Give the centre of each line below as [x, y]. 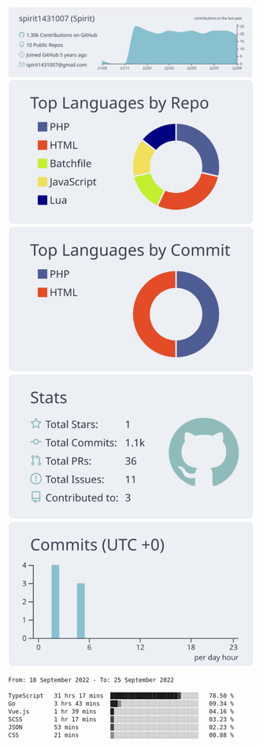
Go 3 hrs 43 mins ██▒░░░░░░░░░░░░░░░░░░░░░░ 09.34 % [121, 704]
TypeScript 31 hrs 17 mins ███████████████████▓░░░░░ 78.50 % [121, 696]
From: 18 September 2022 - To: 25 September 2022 [91, 680]
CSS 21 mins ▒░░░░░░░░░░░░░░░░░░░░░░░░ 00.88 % [121, 735]
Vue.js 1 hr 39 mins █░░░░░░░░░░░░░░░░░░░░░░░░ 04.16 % [121, 712]
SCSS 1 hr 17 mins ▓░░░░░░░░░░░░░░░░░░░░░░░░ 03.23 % [121, 719]
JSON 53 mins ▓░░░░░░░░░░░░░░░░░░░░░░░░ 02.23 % [121, 727]
